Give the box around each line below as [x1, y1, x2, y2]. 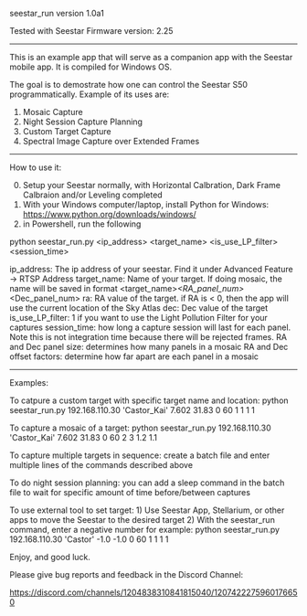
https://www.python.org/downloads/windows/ [22, 209, 196, 219]
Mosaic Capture [22, 107, 84, 117]
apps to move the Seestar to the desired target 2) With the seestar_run [9, 515, 276, 525]
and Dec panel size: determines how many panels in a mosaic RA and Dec [9, 342, 289, 352]
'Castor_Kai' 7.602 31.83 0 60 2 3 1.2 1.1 [9, 432, 158, 442]
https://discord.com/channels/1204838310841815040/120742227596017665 [9, 587, 298, 598]
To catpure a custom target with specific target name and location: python [9, 395, 290, 406]
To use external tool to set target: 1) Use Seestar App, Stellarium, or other [9, 504, 285, 515]
